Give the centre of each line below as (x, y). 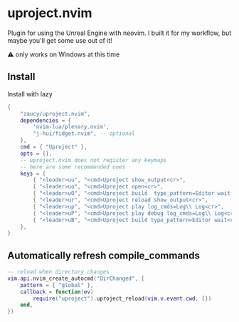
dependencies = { (46, 120)
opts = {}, (36, 154)
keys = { (33, 173)
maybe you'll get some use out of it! (60, 40)
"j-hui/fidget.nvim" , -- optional (84, 134)
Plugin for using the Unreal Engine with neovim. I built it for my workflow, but (119, 33)
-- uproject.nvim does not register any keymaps (94, 160)
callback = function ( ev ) (57, 292)
